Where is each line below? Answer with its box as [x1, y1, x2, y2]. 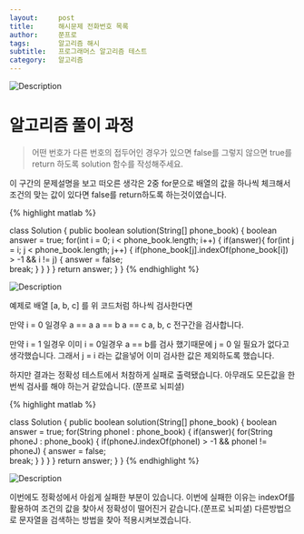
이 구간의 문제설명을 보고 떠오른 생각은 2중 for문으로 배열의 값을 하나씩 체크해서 [9, 177, 291, 188]
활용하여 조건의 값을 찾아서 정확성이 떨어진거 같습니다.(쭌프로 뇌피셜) [9, 502, 253, 514]
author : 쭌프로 [9, 30, 77, 39]
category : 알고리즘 [9, 55, 83, 65]
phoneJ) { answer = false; [9, 445, 106, 456]
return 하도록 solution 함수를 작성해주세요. [31, 158, 184, 169]
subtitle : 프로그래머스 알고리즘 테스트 [9, 47, 148, 56]
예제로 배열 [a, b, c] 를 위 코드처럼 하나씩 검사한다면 [9, 299, 193, 310]
